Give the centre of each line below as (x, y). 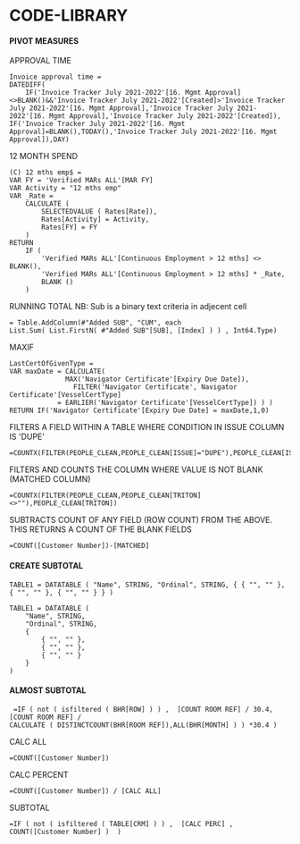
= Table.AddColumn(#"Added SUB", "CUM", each (95, 323)
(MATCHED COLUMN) (50, 479)
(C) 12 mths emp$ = (46, 173)
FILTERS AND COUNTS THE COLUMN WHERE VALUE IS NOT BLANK (136, 469)
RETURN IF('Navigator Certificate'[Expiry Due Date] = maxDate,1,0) (139, 411)
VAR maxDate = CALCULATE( (57, 372)
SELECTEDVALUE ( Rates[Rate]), (100, 212)
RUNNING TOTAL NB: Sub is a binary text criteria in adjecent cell (128, 307)
